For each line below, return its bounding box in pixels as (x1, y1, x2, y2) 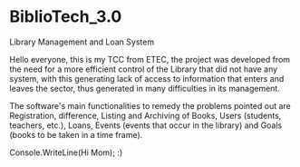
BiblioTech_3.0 (9, 6, 122, 27)
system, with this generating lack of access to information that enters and (9, 73, 285, 83)
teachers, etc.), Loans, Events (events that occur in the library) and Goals (9, 120, 283, 131)
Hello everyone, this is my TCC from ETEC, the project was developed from (9, 54, 291, 64)
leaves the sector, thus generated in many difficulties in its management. (9, 83, 281, 93)
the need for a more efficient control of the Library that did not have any (9, 64, 278, 74)
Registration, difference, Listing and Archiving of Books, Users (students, (9, 110, 282, 121)
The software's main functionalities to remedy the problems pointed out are (9, 100, 292, 111)
